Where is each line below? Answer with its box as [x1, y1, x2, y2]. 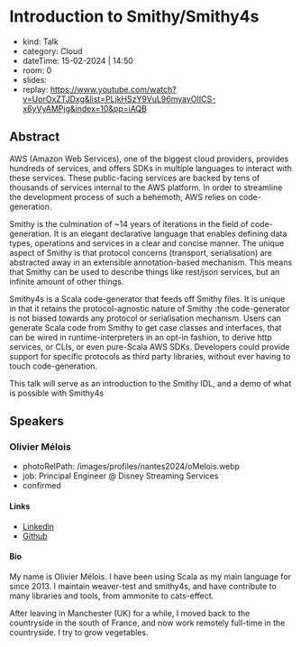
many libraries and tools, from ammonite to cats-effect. [9, 590, 214, 601]
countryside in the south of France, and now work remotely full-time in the [9, 617, 286, 628]
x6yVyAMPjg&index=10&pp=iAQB [22, 103, 147, 114]
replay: [22, 84, 49, 95]
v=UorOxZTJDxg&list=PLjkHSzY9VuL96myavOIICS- [22, 93, 216, 105]
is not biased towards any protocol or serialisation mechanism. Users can [9, 313, 282, 323]
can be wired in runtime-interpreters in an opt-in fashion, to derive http [9, 332, 272, 342]
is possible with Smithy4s [9, 387, 105, 398]
